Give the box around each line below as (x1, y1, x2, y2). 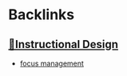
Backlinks (8, 6, 75, 24)
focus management (19, 58, 84, 68)
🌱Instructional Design (8, 38, 118, 51)
